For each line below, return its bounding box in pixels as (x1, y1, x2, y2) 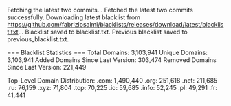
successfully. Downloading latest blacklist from (7, 13, 141, 21)
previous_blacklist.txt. (7, 35, 69, 43)
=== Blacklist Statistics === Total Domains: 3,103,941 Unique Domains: (7, 48, 208, 56)
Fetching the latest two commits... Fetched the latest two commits (7, 6, 194, 14)
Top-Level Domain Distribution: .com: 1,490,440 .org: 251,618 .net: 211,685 (7, 76, 218, 85)
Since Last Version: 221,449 (7, 63, 87, 71)
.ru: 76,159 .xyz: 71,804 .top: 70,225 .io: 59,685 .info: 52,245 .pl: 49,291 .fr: (7, 84, 218, 92)
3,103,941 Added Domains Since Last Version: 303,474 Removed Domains (7, 56, 217, 64)
